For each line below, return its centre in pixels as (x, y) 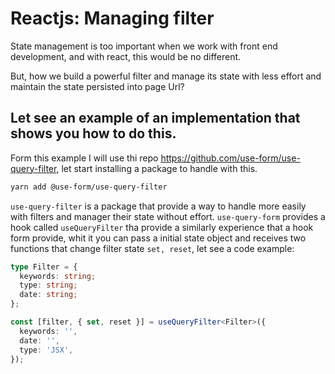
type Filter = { (44, 267)
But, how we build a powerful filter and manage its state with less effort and (166, 76)
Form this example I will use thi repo (84, 158)
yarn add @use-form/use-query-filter (89, 187)
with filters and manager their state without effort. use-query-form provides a (168, 216)
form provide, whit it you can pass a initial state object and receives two (158, 238)
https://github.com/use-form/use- (230, 158)
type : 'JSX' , (46, 350)
